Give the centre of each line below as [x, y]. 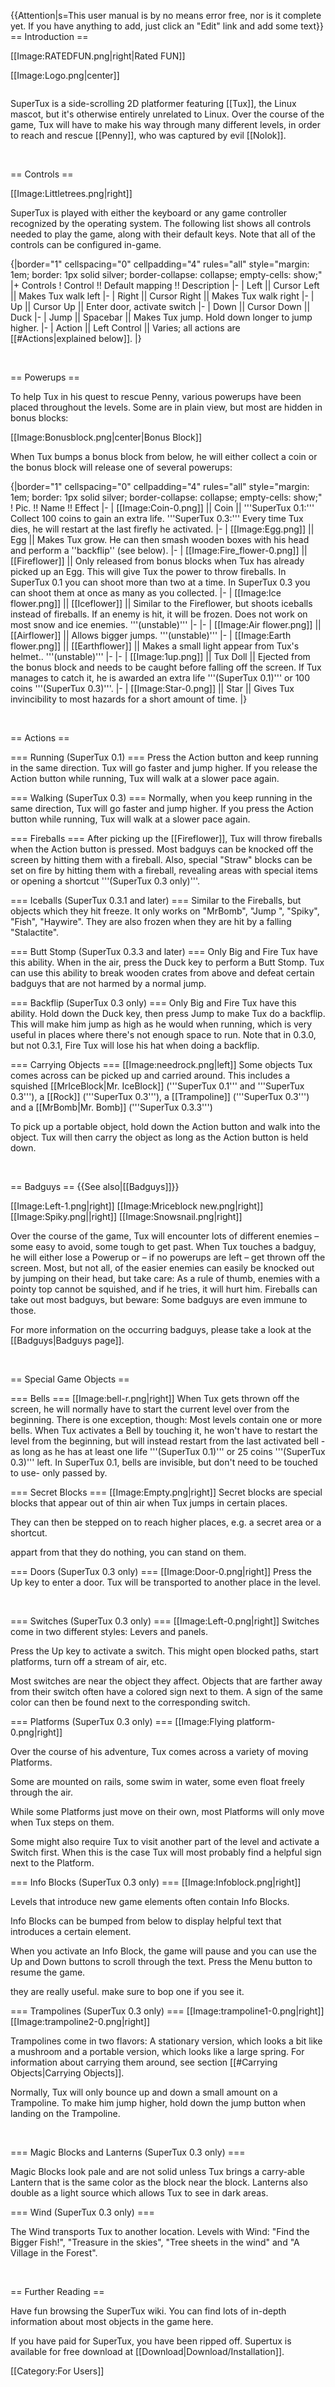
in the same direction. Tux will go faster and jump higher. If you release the [164, 768]
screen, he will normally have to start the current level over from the [150, 1409]
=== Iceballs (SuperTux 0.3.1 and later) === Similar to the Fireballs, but [156, 900]
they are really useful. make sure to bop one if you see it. [127, 1991]
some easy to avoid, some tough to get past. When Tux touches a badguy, [163, 1246]
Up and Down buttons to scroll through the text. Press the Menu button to [161, 1961]
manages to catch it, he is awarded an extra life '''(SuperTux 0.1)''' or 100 [160, 678]
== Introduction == [49, 36]
